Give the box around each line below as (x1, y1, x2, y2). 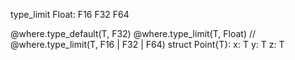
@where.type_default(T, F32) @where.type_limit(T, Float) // (10, 28, 257, 39)
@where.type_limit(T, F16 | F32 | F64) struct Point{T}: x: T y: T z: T (10, 39, 285, 50)
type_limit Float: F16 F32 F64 (10, 9, 130, 20)
